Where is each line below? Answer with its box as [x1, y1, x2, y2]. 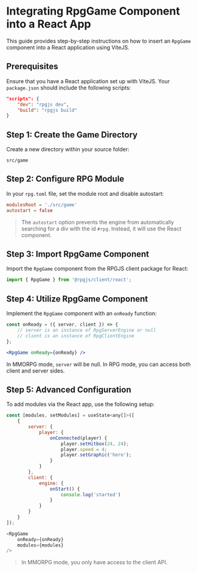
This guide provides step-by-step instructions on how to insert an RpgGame [6, 37, 192, 44]
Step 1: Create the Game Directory [6, 129, 138, 140]
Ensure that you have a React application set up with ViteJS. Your [6, 77, 170, 84]
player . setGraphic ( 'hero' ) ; [60, 452, 132, 458]
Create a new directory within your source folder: [6, 146, 130, 153]
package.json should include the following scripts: [6, 84, 131, 91]
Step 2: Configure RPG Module [6, 174, 125, 184]
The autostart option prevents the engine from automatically [21, 218, 175, 226]
